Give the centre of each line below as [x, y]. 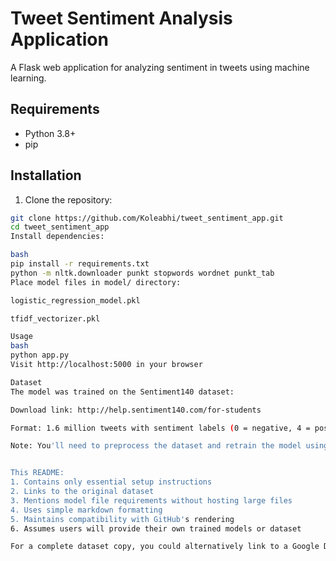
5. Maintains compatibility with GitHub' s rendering [122, 519]
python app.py [40, 355]
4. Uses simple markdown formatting [86, 510]
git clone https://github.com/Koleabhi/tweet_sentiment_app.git [147, 218]
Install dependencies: [57, 237]
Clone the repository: [68, 199]
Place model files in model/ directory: [96, 282]
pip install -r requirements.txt [80, 264]
